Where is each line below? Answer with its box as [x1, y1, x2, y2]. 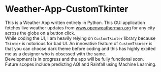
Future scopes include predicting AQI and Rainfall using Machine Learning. [5, 61, 157, 67]
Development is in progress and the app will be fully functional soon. [5, 56, 144, 62]
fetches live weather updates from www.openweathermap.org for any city [5, 24, 155, 30]
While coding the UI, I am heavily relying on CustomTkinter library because [5, 35, 156, 41]
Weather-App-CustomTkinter [5, 3, 129, 15]
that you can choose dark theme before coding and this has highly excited [5, 46, 156, 51]
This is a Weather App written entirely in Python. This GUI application [5, 20, 145, 25]
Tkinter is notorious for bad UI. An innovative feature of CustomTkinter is [5, 40, 153, 46]
